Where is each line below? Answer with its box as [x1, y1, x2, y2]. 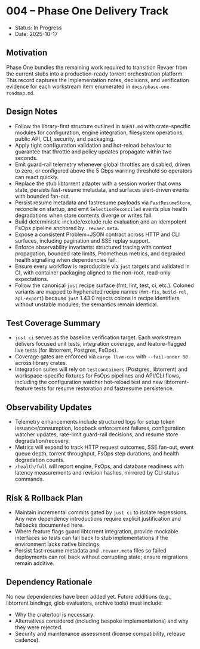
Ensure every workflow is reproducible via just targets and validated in [14, 262, 190, 270]
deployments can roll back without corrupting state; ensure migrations [14, 553, 188, 560]
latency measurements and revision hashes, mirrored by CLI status [14, 469, 180, 476]
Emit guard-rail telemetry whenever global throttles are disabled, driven [14, 161, 191, 168]
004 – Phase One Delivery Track [6, 4, 169, 18]
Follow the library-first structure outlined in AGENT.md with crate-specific [14, 122, 191, 129]
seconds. [14, 154, 38, 161]
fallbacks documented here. [14, 521, 84, 529]
